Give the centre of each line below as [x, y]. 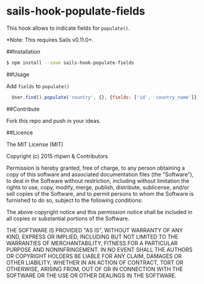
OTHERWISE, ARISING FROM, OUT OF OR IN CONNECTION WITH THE [95, 269]
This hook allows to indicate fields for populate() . [68, 28]
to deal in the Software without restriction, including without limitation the [98, 181]
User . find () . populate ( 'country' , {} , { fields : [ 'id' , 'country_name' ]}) [106, 97]
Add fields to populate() [38, 86]
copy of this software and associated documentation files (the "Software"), [100, 174]
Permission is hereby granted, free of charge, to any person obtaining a [96, 168]
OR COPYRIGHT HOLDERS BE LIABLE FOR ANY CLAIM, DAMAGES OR [94, 256]
